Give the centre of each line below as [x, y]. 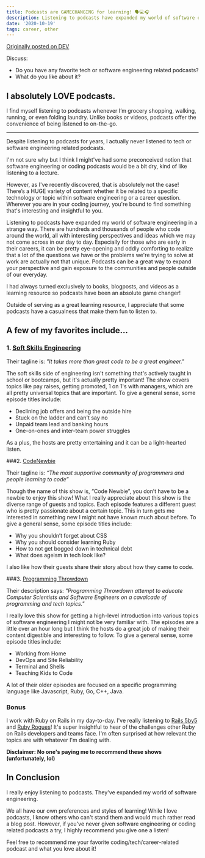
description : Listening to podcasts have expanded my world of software [101, 18]
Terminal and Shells [40, 666]
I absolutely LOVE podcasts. [61, 96]
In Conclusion [33, 777]
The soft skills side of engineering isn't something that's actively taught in [99, 373]
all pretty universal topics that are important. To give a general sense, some [101, 393]
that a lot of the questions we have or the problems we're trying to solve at [100, 255]
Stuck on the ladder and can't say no [61, 418]
